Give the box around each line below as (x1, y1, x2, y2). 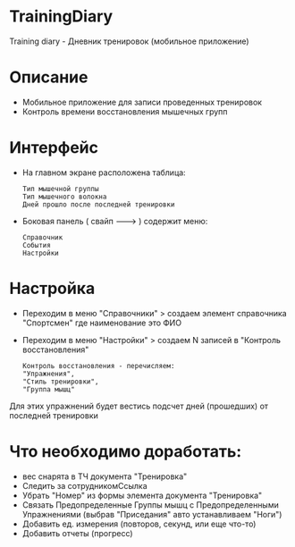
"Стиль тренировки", (21, 377, 99, 386)
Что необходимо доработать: (9, 441, 242, 461)
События (21, 240, 51, 249)
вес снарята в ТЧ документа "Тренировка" (21, 471, 188, 482)
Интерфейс (9, 138, 99, 158)
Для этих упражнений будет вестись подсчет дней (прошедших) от (9, 400, 269, 411)
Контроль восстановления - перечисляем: (21, 361, 175, 370)
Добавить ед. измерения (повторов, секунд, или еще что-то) (21, 518, 257, 529)
